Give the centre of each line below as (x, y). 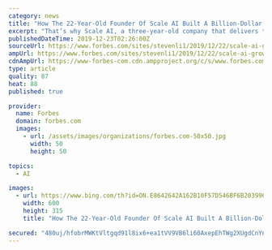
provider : (25, 106)
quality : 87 (28, 76)
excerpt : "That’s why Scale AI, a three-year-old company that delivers (134, 31)
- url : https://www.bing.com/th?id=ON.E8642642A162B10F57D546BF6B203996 (141, 196)
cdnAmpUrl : (27, 62)
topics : (21, 166)
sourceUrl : (27, 46)
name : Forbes (38, 114)
